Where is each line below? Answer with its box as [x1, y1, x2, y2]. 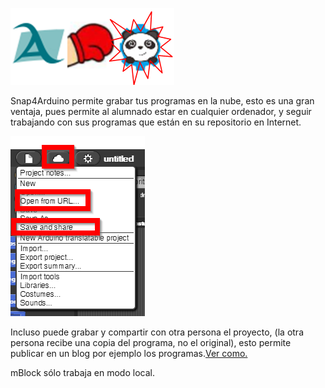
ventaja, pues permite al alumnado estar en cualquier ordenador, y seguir [10, 106, 312, 117]
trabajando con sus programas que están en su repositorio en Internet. [10, 116, 302, 128]
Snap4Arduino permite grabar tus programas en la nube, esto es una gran [10, 95, 315, 107]
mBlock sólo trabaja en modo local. [10, 367, 155, 378]
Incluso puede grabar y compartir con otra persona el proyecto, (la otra [10, 326, 304, 338]
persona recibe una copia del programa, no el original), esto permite [10, 337, 292, 348]
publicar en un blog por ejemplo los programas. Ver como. [10, 348, 248, 359]
